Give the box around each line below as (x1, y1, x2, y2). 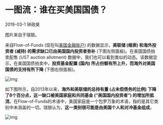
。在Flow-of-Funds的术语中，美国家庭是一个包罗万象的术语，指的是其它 (9, 98, 154, 104)
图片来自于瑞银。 (5, 32, 39, 37)
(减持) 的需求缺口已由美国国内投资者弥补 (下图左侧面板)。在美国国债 (14, 48, 151, 54)
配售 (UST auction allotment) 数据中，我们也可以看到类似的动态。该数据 (9, 54, 153, 60)
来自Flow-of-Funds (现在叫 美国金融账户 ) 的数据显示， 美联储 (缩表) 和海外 (5, 42, 152, 48)
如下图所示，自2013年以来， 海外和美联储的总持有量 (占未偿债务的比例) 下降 (5, 86, 157, 92)
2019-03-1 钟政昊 (5, 21, 40, 27)
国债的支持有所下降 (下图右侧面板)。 (5, 66, 78, 72)
